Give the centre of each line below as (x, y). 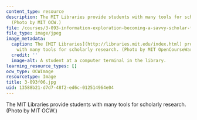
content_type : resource (35, 11)
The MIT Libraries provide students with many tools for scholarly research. (96, 104)
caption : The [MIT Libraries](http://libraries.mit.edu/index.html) (97, 44)
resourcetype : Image (31, 77)
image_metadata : (26, 39)
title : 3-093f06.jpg (31, 83)
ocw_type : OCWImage (30, 71)
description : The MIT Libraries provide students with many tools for (94, 17)
